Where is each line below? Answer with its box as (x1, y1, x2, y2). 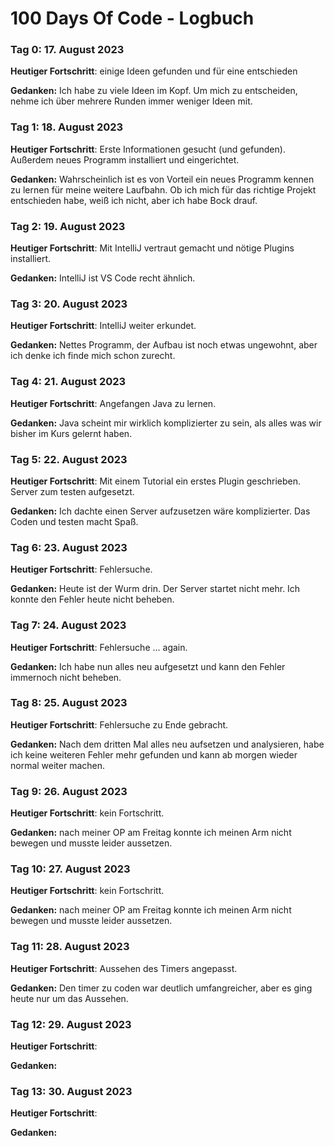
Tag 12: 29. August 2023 (10, 1017, 132, 1031)
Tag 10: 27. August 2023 (10, 862, 131, 876)
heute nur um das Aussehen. (10, 992, 129, 1004)
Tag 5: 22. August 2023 (10, 452, 128, 466)
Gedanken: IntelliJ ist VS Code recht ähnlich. (10, 272, 196, 284)
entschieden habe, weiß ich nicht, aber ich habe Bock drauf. (10, 194, 258, 206)
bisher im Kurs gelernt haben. (10, 427, 133, 439)
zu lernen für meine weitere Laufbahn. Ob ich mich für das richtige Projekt (10, 183, 317, 196)
